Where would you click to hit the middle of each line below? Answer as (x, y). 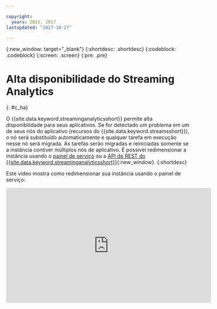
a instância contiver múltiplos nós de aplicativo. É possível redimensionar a (96, 150)
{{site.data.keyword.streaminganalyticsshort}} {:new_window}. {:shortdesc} (97, 162)
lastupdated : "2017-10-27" (39, 27)
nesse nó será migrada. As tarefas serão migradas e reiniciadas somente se (97, 144)
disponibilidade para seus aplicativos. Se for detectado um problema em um (98, 125)
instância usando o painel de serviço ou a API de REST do (76, 156)
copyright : (19, 16)
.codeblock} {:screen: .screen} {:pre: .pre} (57, 55)
